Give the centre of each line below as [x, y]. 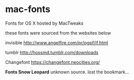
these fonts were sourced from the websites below [58, 33]
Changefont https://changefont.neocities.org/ [53, 62]
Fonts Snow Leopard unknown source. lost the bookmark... [67, 72]
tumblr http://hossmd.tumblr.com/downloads [52, 52]
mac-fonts [28, 9]
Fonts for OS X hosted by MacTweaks [44, 23]
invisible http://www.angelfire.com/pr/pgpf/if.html [57, 43]
